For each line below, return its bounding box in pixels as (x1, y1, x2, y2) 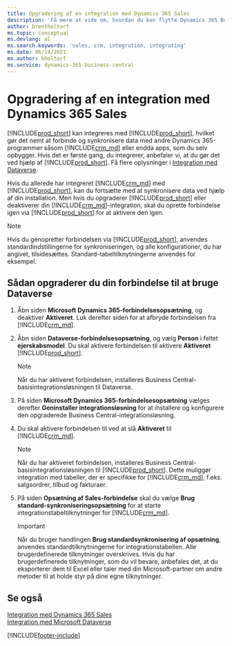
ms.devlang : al (7, 36, 51, 43)
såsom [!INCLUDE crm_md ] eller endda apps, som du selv (43, 143, 208, 152)
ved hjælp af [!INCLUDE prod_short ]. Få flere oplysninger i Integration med (7, 158, 217, 167)
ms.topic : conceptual (7, 29, 70, 37)
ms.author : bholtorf (7, 55, 67, 62)
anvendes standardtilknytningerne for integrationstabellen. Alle (17, 543, 197, 551)
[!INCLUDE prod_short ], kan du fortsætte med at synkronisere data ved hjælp (7, 186, 225, 194)
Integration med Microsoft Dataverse (7, 618, 112, 626)
